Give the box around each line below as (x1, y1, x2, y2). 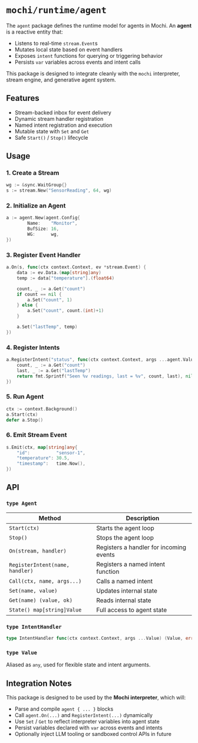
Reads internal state (96, 596, 151, 604)
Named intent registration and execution (14, 121, 113, 129)
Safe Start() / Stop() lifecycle (14, 134, 88, 141)
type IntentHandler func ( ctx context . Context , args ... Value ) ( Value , (6, 636, 183, 642)
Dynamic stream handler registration (14, 115, 104, 122)
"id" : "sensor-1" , (16, 450, 85, 456)
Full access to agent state (96, 606, 167, 614)
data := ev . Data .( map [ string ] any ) (16, 270, 101, 276)
